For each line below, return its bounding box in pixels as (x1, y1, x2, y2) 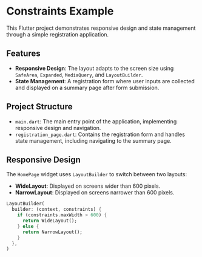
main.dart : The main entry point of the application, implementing (15, 117, 177, 125)
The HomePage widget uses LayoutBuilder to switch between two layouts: (6, 171, 187, 178)
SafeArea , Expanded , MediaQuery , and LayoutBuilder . (15, 71, 143, 78)
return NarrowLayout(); (22, 229, 83, 235)
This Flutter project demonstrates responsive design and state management (6, 24, 196, 32)
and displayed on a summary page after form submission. (15, 84, 160, 91)
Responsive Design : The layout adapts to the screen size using (15, 64, 174, 72)
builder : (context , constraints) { (12, 207, 102, 213)
